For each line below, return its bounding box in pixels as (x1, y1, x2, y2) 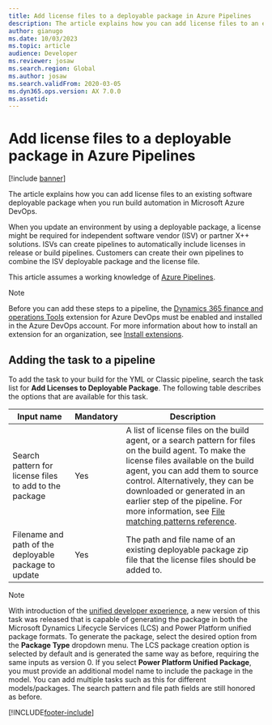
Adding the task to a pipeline (8, 353, 156, 367)
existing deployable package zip (125, 544, 249, 555)
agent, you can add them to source (125, 465, 259, 476)
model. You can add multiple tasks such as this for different (8, 675, 206, 684)
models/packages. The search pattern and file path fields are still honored (8, 684, 256, 693)
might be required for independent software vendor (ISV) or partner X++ (8, 231, 250, 241)
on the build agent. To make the (125, 445, 246, 456)
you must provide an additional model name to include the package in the (8, 666, 253, 676)
